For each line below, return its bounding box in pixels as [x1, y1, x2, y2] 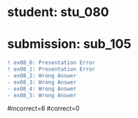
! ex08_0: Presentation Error [7, 59, 96, 66]
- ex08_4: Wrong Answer [7, 85, 77, 92]
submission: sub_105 [7, 36, 132, 52]
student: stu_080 [7, 4, 109, 20]
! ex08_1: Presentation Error [7, 66, 96, 73]
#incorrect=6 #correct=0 [7, 104, 80, 112]
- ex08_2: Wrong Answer [7, 72, 77, 79]
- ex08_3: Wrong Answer [7, 78, 77, 86]
